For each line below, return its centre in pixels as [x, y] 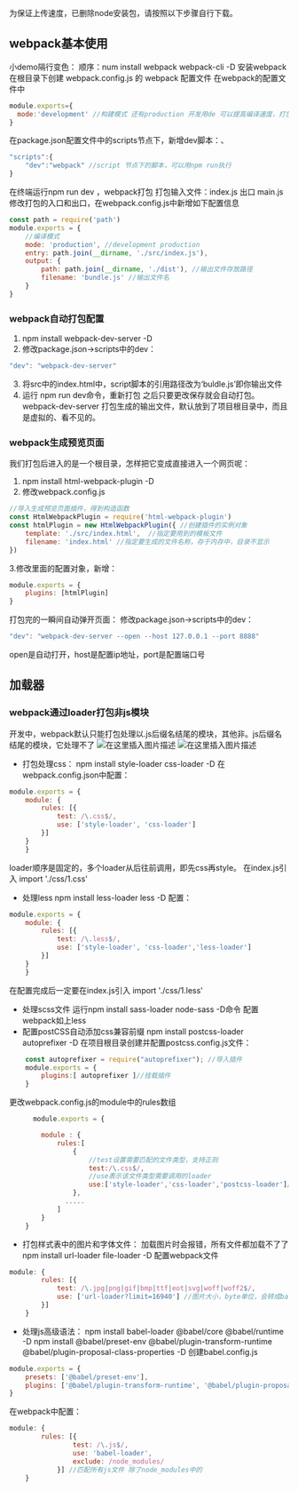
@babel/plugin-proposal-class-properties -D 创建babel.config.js [140, 1351]
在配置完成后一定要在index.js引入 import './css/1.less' [106, 990]
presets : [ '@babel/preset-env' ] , [87, 1377]
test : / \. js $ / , [100, 1445]
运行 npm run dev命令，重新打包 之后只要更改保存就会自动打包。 [141, 395]
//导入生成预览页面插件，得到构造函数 [70, 509]
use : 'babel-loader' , [112, 1453]
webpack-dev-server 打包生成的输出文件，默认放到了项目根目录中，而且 [155, 406]
